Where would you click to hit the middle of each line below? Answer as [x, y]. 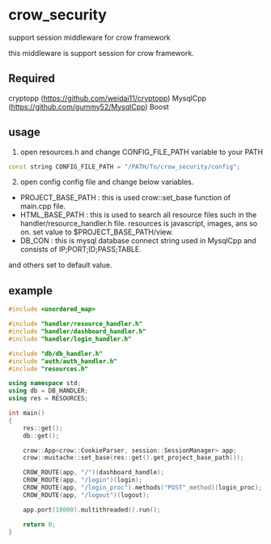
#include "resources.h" [49, 369]
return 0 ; [40, 525]
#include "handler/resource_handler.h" [76, 324]
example [31, 291]
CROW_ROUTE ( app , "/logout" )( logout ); [87, 495]
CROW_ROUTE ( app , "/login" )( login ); [83, 480]
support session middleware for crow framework [90, 37]
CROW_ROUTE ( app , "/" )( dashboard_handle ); [93, 473]
